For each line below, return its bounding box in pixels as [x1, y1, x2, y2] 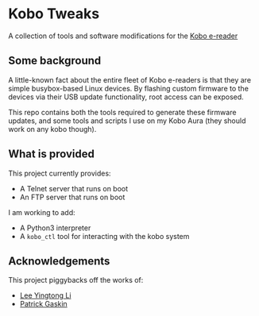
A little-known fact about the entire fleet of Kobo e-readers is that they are [8, 75, 252, 84]
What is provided [8, 148, 95, 161]
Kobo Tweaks [8, 5, 100, 23]
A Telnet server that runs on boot [19, 183, 129, 193]
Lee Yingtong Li [19, 291, 72, 300]
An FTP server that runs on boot [19, 192, 126, 202]
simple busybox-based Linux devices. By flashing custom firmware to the [8, 83, 249, 93]
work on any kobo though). [8, 124, 97, 133]
